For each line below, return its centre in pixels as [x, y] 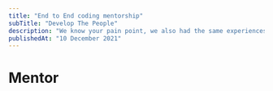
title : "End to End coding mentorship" [76, 16]
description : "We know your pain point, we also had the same [116, 31]
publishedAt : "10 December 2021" [65, 38]
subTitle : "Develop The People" [63, 23]
